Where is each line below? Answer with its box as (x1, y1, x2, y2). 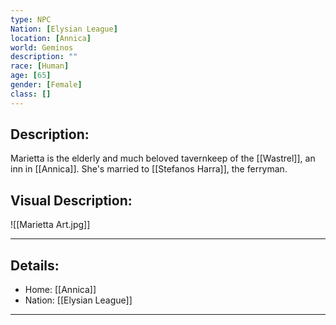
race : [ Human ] (10, 61, 70, 71)
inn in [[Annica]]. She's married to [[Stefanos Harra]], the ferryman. (10, 163, 288, 175)
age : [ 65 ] (10, 71, 52, 81)
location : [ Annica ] (10, 33, 92, 43)
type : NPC (10, 14, 52, 25)
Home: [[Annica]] (24, 284, 97, 296)
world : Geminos (10, 42, 74, 53)
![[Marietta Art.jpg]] (10, 219, 91, 231)
